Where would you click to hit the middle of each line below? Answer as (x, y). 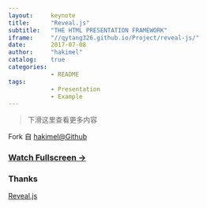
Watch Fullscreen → (47, 157)
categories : (28, 67)
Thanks (23, 179)
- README (65, 74)
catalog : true (37, 60)
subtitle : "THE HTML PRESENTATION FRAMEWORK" (88, 30)
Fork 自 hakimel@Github (48, 137)
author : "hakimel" (45, 52)
